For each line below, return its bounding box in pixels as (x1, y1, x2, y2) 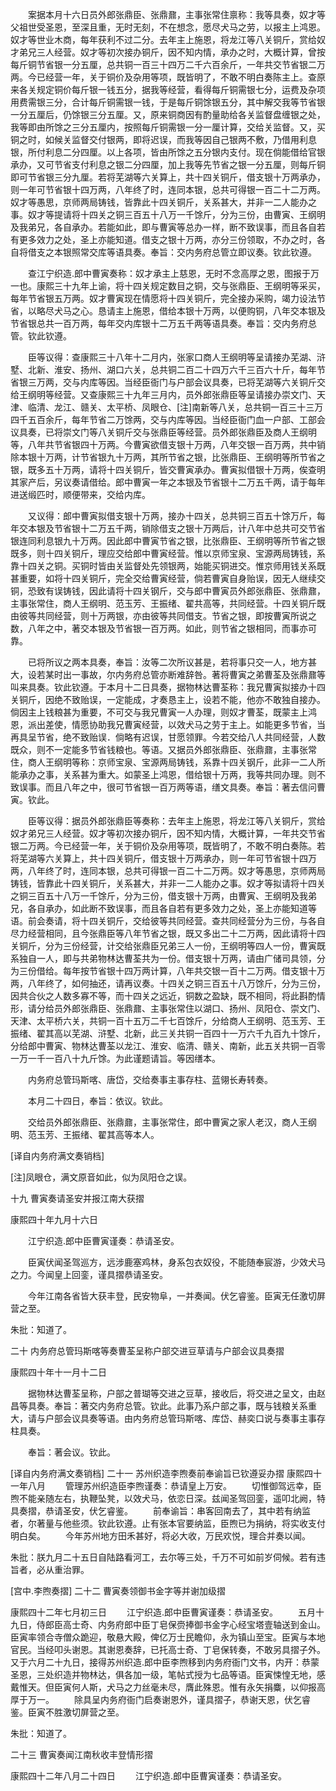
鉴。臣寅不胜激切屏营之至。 (10, 1706, 125, 1718)
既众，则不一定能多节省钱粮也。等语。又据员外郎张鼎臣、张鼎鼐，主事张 (10, 744, 308, 755)
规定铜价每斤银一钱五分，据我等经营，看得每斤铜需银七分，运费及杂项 (36, 84, 326, 95)
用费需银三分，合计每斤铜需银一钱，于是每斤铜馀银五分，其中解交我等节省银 (10, 96, 326, 108)
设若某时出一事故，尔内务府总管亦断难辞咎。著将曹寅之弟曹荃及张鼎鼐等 (27, 669, 326, 680)
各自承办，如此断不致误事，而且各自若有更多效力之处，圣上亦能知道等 (27, 903, 317, 914)
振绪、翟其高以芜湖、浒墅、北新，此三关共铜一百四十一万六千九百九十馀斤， (10, 1028, 326, 1039)
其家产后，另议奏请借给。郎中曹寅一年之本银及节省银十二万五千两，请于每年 (10, 476, 326, 488)
